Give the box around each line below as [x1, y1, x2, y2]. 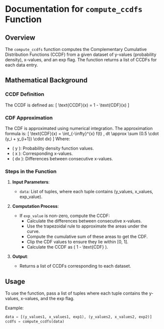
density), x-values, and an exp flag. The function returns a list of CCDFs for [5, 57, 157, 62]
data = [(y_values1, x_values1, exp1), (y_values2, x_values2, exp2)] [5, 315, 152, 320]
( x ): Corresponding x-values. [12, 151, 73, 156]
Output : [12, 253, 28, 259]
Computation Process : [12, 203, 59, 209]
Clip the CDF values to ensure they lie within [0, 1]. [26, 239, 129, 245]
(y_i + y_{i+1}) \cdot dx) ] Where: [5, 136, 70, 142]
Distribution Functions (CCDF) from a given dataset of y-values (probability [5, 51, 157, 57]
